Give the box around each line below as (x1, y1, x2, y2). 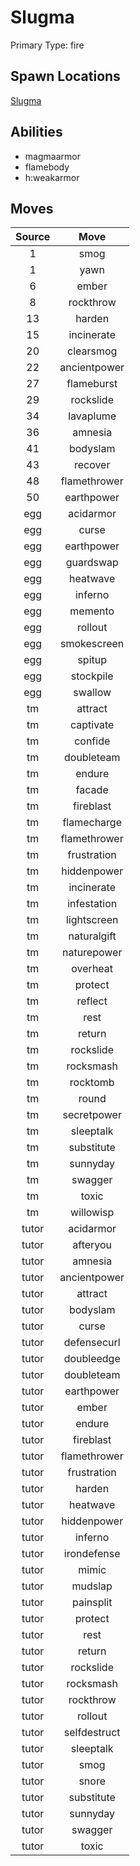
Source (15, 230, 51, 244)
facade (75, 783, 109, 797)
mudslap (71, 1579, 113, 1593)
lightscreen (65, 913, 119, 927)
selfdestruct (63, 1726, 121, 1740)
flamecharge (62, 816, 122, 830)
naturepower (61, 946, 123, 960)
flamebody (24, 161, 70, 173)
